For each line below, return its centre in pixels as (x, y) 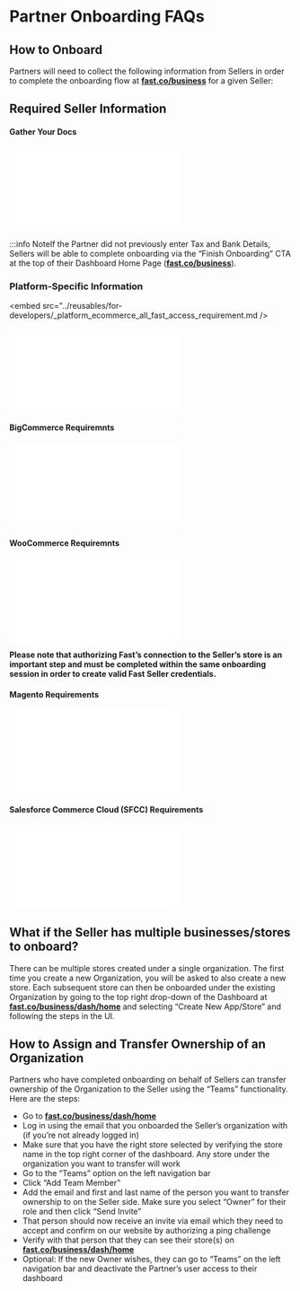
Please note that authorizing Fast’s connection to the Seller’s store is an (146, 655)
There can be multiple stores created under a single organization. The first (147, 968)
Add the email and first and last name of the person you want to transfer (156, 1192)
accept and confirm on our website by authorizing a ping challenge (146, 1231)
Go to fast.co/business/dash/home (89, 1116)
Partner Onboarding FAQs (107, 17)
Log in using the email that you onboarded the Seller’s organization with (155, 1126)
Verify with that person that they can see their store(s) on (128, 1240)
